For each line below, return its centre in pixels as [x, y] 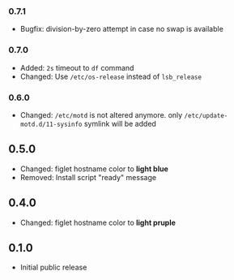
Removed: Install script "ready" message [88, 177]
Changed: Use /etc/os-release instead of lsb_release [111, 76]
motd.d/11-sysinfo [51, 124]
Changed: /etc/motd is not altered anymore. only [101, 114]
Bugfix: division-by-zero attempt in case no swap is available [122, 29]
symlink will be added [120, 123]
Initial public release [53, 267]
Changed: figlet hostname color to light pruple [98, 222]
